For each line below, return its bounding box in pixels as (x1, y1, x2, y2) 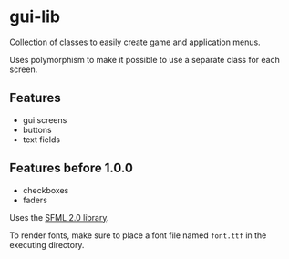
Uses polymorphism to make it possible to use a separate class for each (9, 54, 280, 65)
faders (22, 194, 48, 205)
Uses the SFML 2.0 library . (9, 212, 109, 223)
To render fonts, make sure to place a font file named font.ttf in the (9, 230, 267, 241)
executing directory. (9, 239, 85, 250)
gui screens (22, 114, 67, 125)
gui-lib (9, 6, 61, 27)
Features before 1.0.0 (9, 161, 134, 176)
